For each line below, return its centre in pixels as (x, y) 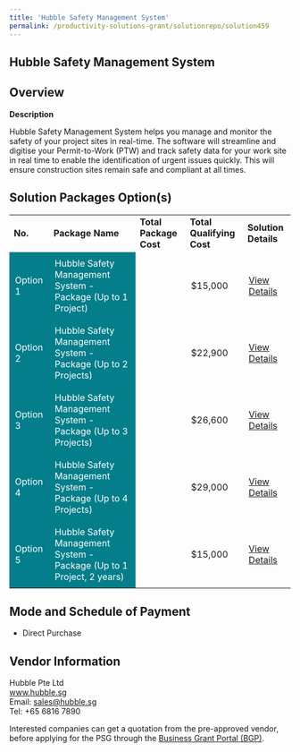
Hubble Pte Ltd (37, 683)
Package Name (86, 233)
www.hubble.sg (38, 692)
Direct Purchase (52, 633)
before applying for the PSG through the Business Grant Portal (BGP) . (137, 739)
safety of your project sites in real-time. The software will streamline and (143, 141)
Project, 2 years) (90, 577)
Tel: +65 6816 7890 (45, 712)
